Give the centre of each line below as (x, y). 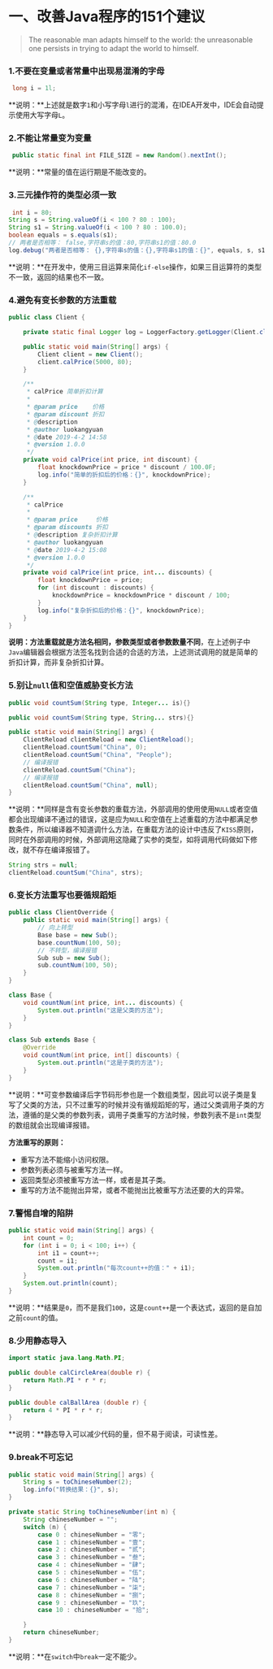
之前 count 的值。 (35, 1317)
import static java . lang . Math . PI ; (67, 1358)
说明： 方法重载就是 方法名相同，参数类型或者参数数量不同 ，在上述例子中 (129, 642)
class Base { (30, 995)
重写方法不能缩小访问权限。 (67, 1159)
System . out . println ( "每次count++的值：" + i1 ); (117, 1268)
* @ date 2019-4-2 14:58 (67, 437)
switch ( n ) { (45, 1527)
